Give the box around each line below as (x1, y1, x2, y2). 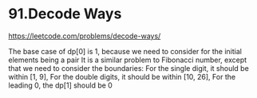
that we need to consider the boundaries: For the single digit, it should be (8, 63, 249, 73)
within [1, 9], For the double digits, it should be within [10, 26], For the (8, 72, 236, 81)
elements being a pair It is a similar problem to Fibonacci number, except (8, 55, 247, 65)
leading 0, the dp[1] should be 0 (8, 80, 113, 90)
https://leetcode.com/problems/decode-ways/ (8, 31, 161, 41)
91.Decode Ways (8, 5, 122, 23)
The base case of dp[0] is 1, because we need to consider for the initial (8, 46, 242, 56)
